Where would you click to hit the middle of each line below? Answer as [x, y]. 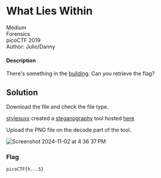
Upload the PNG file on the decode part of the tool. [69, 130]
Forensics [18, 33]
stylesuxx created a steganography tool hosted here [70, 118]
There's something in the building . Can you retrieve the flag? [80, 73]
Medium [16, 27]
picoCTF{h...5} [25, 169]
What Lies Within [49, 11]
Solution [22, 92]
